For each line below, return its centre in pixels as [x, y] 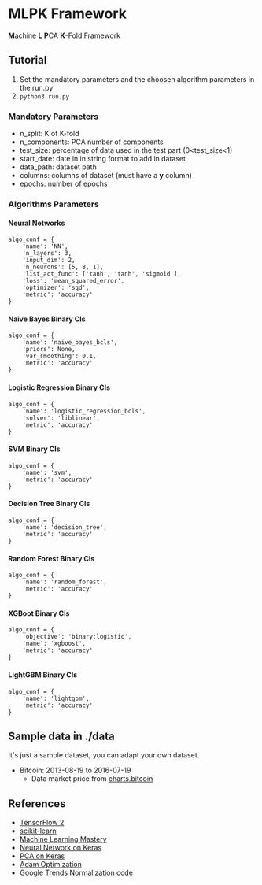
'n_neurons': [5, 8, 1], [63, 267]
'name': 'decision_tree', [65, 527]
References [37, 804]
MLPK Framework [68, 14]
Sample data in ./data [62, 736]
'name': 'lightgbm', [56, 698]
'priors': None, [49, 350]
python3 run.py [44, 96]
